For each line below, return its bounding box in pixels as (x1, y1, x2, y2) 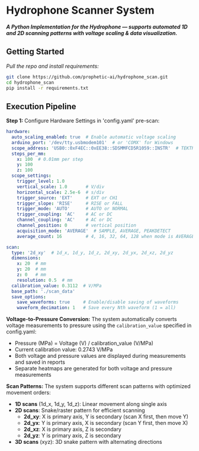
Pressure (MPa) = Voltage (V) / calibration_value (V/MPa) (14, 339, 154, 347)
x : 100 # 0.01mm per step (17, 156, 84, 162)
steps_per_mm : (11, 151, 46, 157)
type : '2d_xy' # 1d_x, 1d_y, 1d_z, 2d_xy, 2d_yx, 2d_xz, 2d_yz (11, 250, 174, 256)
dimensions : (11, 255, 41, 261)
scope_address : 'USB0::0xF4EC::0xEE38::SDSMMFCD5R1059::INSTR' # (11, 145, 179, 151)
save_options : (11, 294, 46, 300)
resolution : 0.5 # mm (17, 277, 73, 283)
